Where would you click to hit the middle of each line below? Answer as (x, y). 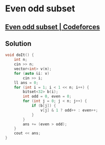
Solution (18, 43)
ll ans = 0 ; (26, 83)
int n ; (21, 60)
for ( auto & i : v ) (32, 73)
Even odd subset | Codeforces (52, 27)
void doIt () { (20, 55)
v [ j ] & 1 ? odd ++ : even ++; (69, 110)
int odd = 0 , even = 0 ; (47, 97)
